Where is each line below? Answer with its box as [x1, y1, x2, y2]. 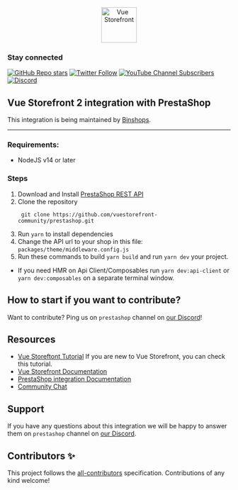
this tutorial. [17, 360, 53, 368]
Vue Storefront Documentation [17, 367, 108, 376]
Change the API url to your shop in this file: [17, 237, 143, 245]
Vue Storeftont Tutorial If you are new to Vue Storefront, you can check [17, 352, 225, 361]
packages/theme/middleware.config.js [17, 246, 130, 253]
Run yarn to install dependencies [17, 230, 113, 238]
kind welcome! [7, 476, 50, 484]
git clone [21, 211, 50, 218]
